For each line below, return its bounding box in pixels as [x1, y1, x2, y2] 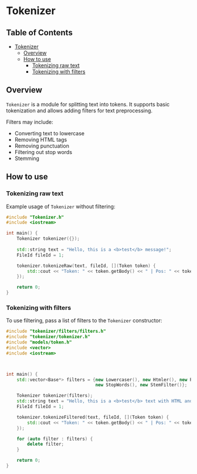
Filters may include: [6, 118, 54, 125]
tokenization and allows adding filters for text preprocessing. [6, 107, 153, 114]
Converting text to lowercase [14, 129, 85, 136]
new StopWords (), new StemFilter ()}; [95, 382, 188, 388]
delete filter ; [27, 441, 64, 448]
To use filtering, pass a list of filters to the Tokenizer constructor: [6, 317, 162, 324]
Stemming [14, 155, 40, 162]
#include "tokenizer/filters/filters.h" [6, 328, 107, 335]
